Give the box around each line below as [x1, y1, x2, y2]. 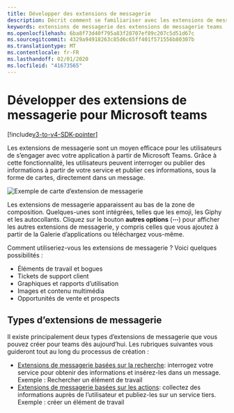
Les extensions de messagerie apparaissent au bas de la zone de [7, 200, 195, 209]
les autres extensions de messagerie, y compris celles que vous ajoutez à [7, 223, 219, 231]
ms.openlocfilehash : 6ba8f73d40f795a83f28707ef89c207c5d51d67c [7, 29, 195, 37]
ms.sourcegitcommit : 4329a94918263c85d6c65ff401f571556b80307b [7, 36, 195, 43]
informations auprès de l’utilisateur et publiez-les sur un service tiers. [17, 391, 217, 399]
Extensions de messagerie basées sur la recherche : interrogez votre [17, 361, 214, 370]
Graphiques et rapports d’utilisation [17, 279, 119, 287]
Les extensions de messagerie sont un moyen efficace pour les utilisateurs [7, 144, 222, 152]
